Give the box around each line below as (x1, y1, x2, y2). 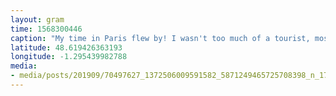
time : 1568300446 (10, 24, 83, 34)
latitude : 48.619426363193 (10, 42, 123, 53)
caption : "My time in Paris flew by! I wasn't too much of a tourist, (10, 33, 311, 43)
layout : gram (10, 14, 65, 25)
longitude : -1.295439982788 (10, 52, 128, 62)
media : (10, 61, 38, 71)
